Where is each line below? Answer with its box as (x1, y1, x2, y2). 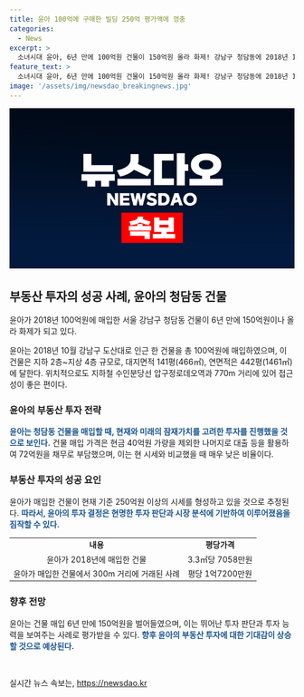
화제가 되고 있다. (18, 326, 77, 337)
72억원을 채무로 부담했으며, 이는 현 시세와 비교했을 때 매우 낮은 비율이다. (18, 449, 274, 460)
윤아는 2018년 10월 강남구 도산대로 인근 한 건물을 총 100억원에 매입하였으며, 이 (9, 345, 288, 356)
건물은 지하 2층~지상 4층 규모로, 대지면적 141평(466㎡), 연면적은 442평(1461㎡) (9, 356, 293, 367)
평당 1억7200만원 (187, 567, 252, 579)
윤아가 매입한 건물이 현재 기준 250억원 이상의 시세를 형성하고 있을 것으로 (9, 496, 265, 507)
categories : (9, 24, 54, 34)
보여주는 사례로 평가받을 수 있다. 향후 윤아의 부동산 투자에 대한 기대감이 (25, 629, 276, 640)
